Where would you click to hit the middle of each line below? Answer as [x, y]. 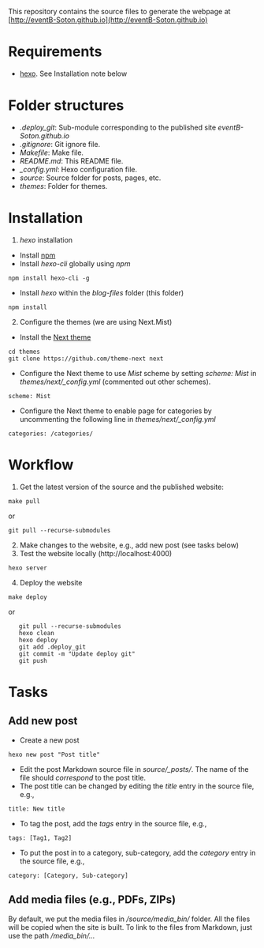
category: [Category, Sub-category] [68, 875]
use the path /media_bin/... [52, 935]
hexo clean [37, 633]
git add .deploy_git [52, 647]
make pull [24, 501]
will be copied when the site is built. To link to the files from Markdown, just [130, 927]
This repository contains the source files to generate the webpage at [119, 11]
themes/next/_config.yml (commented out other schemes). [115, 382]
